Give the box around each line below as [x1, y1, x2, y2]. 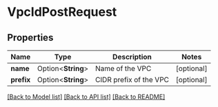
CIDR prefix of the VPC [95, 75, 170, 84]
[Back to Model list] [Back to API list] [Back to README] [7, 93, 166, 101]
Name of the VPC [95, 64, 152, 73]
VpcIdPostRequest [7, 4, 117, 20]
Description [112, 52, 152, 61]
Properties [7, 32, 54, 43]
